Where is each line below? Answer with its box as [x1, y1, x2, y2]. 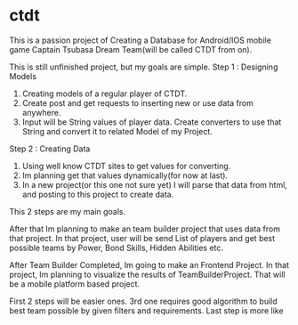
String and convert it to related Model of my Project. [21, 126, 213, 136]
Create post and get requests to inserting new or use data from [21, 97, 254, 108]
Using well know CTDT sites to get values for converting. [21, 160, 231, 171]
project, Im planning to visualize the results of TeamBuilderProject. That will [9, 269, 286, 280]
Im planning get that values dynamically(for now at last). [21, 170, 229, 181]
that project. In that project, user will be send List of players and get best [9, 232, 276, 243]
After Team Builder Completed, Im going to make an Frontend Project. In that [9, 259, 290, 270]
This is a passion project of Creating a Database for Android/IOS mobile [9, 35, 271, 45]
